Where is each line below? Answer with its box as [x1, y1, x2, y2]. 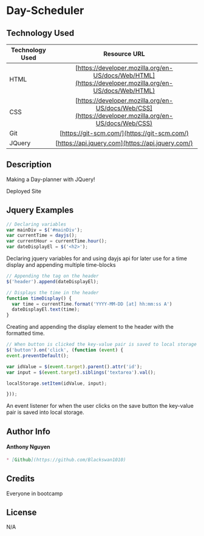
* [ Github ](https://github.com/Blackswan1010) [6, 456, 126, 462]
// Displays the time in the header [6, 289, 99, 295]
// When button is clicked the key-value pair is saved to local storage [6, 342, 197, 348]
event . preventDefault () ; [6, 352, 69, 359]
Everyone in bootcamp [6, 490, 63, 497]
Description [6, 159, 52, 170]
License [6, 507, 37, 517]
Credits [6, 473, 35, 484]
